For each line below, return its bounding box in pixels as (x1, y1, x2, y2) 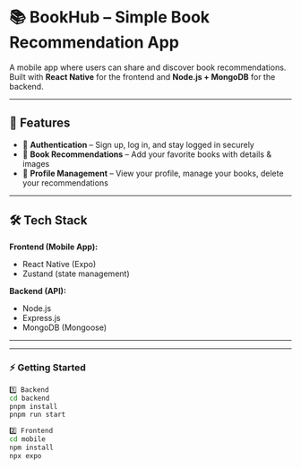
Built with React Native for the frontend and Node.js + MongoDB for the (9, 71, 276, 82)
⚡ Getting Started (9, 361, 87, 374)
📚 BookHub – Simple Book (9, 7, 211, 28)
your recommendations (21, 177, 109, 188)
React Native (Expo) (21, 258, 97, 269)
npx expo (9, 451, 42, 460)
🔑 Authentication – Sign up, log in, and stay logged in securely (21, 139, 255, 150)
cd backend (9, 394, 50, 403)
